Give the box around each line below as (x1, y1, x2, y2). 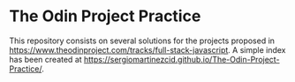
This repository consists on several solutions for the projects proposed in (9, 35, 276, 46)
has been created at (9, 54, 82, 64)
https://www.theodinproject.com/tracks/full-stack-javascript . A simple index (9, 44, 286, 55)
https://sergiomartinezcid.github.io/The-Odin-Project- (83, 54, 280, 64)
